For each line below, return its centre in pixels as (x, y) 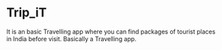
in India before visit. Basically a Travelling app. (72, 38)
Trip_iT (27, 13)
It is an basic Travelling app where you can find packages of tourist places (111, 32)
